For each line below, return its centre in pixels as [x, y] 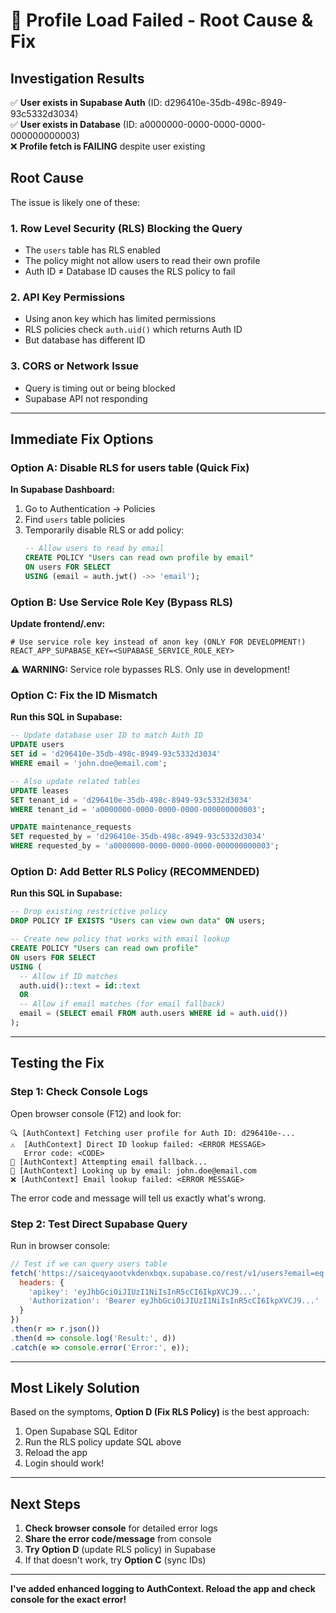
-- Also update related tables [75, 781]
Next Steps [45, 1504]
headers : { [42, 1282]
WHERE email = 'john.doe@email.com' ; [89, 764]
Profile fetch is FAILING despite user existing [112, 146]
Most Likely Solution [75, 1388]
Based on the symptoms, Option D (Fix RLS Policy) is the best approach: [160, 1412]
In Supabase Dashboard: [62, 490]
